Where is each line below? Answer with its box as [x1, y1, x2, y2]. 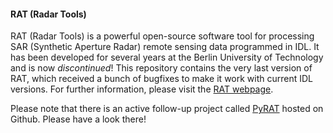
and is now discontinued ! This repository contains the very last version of [10, 62, 313, 74]
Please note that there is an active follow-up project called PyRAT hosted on [10, 103, 324, 115]
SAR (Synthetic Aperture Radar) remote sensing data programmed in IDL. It [10, 41, 320, 53]
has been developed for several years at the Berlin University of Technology [10, 51, 324, 64]
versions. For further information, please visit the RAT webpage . [10, 83, 274, 95]
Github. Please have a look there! [10, 113, 147, 125]
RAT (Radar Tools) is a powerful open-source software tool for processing [10, 30, 315, 42]
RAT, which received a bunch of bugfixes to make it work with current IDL [10, 73, 314, 85]
